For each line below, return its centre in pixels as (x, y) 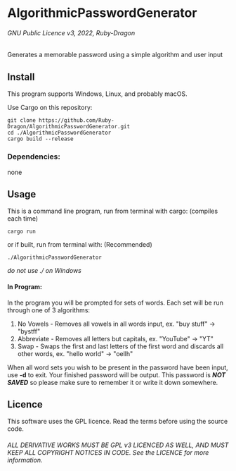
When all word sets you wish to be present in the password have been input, (118, 367)
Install (21, 77)
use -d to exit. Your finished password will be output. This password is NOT (117, 374)
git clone (22, 121)
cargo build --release (40, 139)
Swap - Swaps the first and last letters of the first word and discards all (120, 346)
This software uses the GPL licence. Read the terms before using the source (118, 422)
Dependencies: (34, 157)
